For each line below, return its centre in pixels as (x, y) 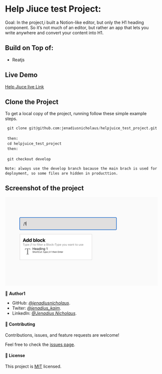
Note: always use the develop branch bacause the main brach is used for (81, 169)
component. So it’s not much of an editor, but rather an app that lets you (77, 27)
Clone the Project (32, 102)
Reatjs (18, 60)
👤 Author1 (15, 293)
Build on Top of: (29, 48)
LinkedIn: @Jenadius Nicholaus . (44, 313)
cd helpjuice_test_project (34, 144)
